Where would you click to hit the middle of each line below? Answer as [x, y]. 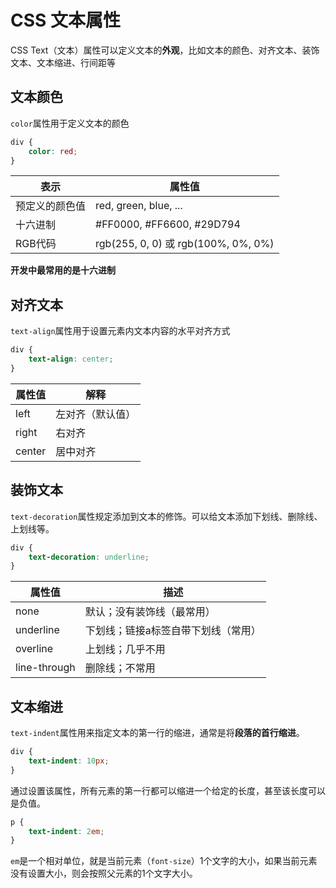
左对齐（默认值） [96, 414]
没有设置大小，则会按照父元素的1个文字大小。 [104, 873]
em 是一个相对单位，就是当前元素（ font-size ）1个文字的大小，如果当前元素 [164, 861]
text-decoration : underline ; [89, 557]
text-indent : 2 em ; [66, 831]
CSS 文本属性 [66, 20]
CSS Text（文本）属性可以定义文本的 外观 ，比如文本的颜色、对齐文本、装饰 [165, 50]
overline [34, 649]
